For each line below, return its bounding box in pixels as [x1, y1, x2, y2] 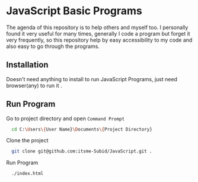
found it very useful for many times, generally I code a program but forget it [6, 30, 191, 37]
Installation [6, 60, 49, 70]
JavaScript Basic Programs [6, 4, 142, 18]
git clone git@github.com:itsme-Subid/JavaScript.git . [11, 148, 152, 155]
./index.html [11, 171, 44, 177]
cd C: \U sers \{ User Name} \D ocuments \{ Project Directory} [11, 126, 152, 132]
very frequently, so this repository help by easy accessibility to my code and [6, 36, 193, 43]
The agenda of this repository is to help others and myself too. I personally [6, 24, 189, 31]
